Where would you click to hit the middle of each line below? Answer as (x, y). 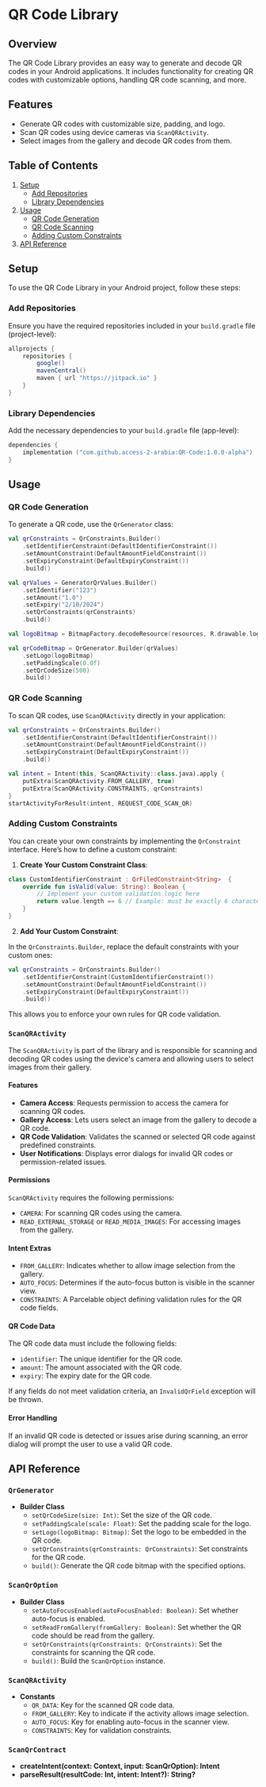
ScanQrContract (38, 1750)
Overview (33, 44)
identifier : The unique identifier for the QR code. (101, 1359)
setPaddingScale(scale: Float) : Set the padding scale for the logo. (141, 1524)
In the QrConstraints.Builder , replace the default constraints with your (123, 947)
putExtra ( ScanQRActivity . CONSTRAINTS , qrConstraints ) (113, 788)
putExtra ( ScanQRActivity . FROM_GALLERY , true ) (99, 781)
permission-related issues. (63, 1162)
